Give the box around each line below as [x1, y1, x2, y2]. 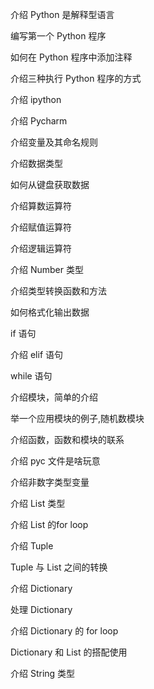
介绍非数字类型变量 [10, 476, 90, 488]
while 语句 [10, 370, 53, 382]
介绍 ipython [10, 94, 62, 105]
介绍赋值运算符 [10, 221, 72, 233]
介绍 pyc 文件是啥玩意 [10, 455, 101, 467]
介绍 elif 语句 [10, 349, 63, 360]
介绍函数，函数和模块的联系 [10, 434, 125, 445]
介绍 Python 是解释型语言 [10, 9, 115, 20]
